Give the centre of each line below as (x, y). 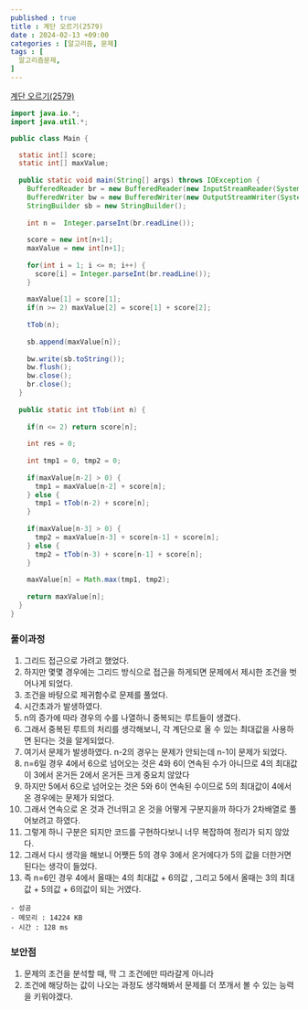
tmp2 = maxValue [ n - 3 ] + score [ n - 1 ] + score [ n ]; (127, 537)
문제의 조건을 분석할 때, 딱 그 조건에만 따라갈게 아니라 (118, 973)
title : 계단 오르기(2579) (57, 27)
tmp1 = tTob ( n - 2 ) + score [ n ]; (92, 504)
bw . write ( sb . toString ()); (76, 359)
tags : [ (27, 52)
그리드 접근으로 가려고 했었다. (76, 660)
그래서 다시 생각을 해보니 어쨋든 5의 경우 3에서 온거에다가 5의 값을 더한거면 (157, 855)
